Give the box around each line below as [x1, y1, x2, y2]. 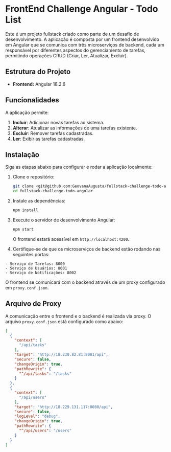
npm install [12, 208, 38, 213]
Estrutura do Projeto [5, 67, 71, 76]
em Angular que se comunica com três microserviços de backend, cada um [5, 41, 164, 48]
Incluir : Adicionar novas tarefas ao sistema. [12, 119, 105, 125]
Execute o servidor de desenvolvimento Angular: [12, 217, 115, 223]
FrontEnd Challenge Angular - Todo [5, 3, 158, 15]
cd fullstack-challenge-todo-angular [12, 189, 93, 194]
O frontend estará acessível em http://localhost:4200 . [12, 236, 129, 242]
